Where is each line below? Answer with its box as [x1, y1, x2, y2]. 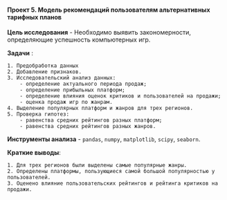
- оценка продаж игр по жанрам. [19, 99, 113, 106]
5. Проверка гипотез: [7, 111, 70, 118]
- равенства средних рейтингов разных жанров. [19, 123, 156, 130]
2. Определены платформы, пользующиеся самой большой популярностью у [7, 168, 215, 175]
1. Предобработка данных [7, 62, 79, 69]
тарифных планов [7, 12, 62, 21]
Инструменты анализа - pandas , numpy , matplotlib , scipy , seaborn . [7, 135, 201, 143]
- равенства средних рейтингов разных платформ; [19, 117, 163, 124]
